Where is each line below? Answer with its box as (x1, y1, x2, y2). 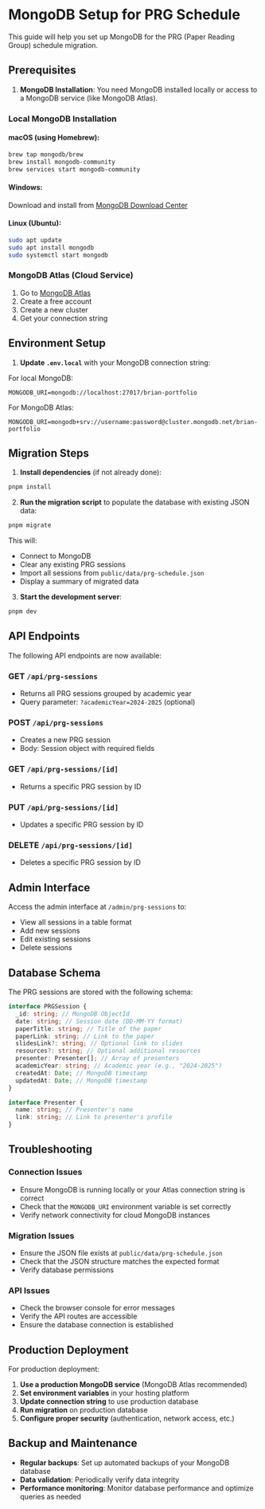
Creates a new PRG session (19, 735, 111, 745)
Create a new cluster (19, 305, 89, 314)
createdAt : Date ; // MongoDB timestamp (15, 1069, 148, 1077)
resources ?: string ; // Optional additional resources (15, 1047, 201, 1055)
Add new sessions (19, 926, 80, 936)
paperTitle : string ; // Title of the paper (15, 1024, 162, 1033)
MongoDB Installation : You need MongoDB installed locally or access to (19, 84, 258, 94)
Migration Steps (8, 446, 90, 460)
